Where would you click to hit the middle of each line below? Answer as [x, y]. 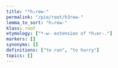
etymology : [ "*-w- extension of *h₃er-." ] [59, 34]
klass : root [21, 28]
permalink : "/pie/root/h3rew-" [45, 17]
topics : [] [20, 56]
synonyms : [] [22, 45]
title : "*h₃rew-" [28, 12]
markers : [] [21, 39]
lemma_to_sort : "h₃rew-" [37, 22]
